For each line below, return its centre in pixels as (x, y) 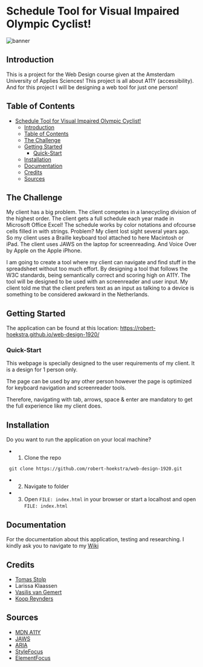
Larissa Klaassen (36, 585)
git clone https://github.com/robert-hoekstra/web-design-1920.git (95, 469)
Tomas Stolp (31, 579)
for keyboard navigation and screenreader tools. (66, 388)
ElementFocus (33, 658)
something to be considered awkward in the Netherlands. (78, 294)
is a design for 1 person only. (42, 369)
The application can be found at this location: (63, 328)
